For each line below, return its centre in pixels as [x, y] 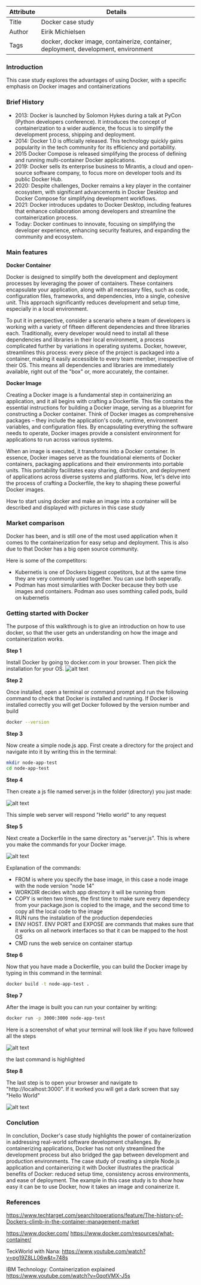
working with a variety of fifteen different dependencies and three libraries [98, 326]
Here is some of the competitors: [47, 561]
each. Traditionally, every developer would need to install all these [88, 333]
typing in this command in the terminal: [54, 973]
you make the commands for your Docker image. [66, 844]
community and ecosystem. [49, 236]
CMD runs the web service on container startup [74, 944]
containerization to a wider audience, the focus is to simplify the [94, 128]
